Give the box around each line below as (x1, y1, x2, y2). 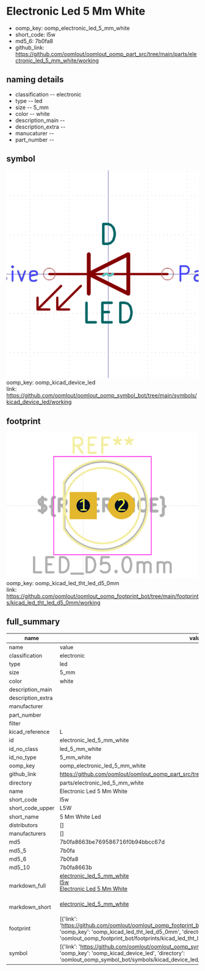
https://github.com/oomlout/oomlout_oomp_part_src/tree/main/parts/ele (15, 50, 197, 57)
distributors (9, 821, 38, 828)
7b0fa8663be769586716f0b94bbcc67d (59, 838, 165, 845)
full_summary (6, 617, 60, 627)
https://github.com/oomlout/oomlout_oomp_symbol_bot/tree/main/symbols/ (6, 392, 197, 399)
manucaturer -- (15, 129, 54, 137)
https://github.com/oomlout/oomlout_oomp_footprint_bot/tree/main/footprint (6, 592, 199, 600)
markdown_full (9, 882, 46, 889)
